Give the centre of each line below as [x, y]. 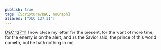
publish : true [19, 9]
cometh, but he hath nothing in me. [40, 43]
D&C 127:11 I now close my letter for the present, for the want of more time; [79, 33]
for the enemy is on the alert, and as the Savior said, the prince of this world [80, 37]
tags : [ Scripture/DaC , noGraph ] [37, 14]
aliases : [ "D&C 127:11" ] [30, 18]
